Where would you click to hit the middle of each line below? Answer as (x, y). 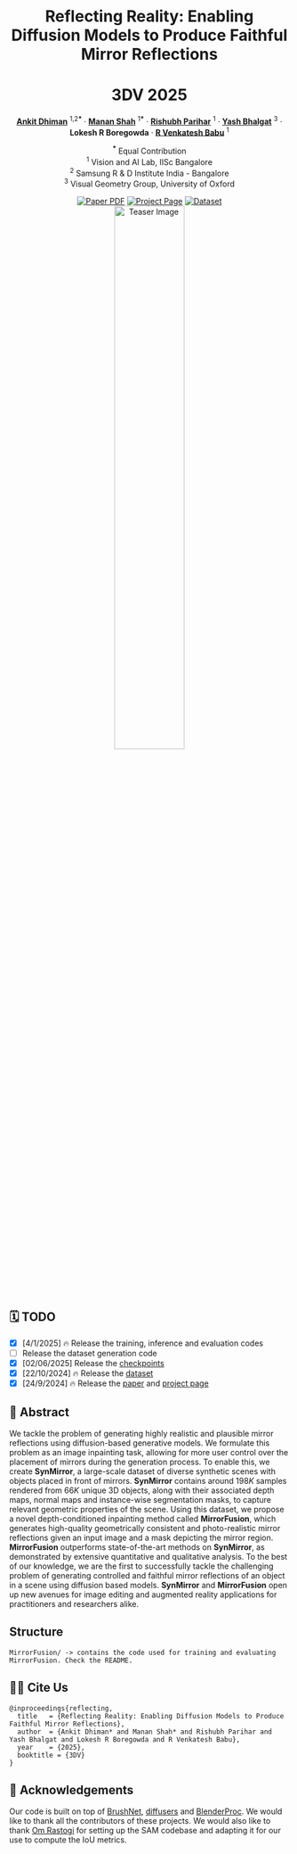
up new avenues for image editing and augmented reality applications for (143, 1594)
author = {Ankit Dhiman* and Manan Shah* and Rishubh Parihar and (145, 1732)
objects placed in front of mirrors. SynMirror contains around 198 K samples (148, 1481)
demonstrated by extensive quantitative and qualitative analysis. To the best (148, 1557)
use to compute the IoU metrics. (68, 1840)
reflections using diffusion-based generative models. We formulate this (140, 1443)
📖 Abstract (39, 1412)
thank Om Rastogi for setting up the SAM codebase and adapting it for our (145, 1831)
